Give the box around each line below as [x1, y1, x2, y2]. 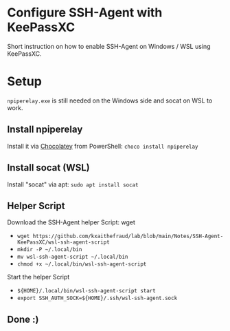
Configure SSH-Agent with [7, 5, 163, 21]
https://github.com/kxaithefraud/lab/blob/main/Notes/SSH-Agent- [32, 233, 224, 240]
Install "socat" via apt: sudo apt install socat [7, 180, 139, 189]
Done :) [7, 313, 39, 325]
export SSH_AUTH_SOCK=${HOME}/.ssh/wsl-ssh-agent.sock [16, 295, 178, 302]
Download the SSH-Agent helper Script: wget [7, 218, 135, 226]
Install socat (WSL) [7, 162, 91, 173]
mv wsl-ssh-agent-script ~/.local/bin [16, 253, 128, 261]
